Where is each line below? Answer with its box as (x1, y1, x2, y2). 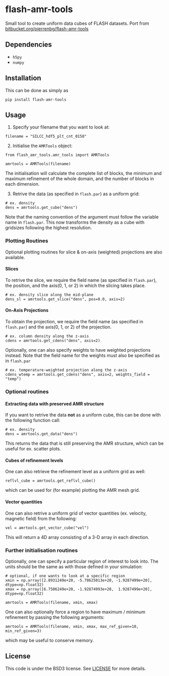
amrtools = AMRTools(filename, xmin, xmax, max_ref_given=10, (5, 624, 139, 629)
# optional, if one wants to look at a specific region (5, 573, 125, 578)
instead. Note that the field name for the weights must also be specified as (5, 353, 160, 359)
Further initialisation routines (5, 546, 78, 554)
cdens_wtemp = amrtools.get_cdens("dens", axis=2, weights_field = (5, 372, 150, 377)
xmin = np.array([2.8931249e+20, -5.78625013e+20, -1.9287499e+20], (5, 578, 152, 583)
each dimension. (5, 181, 40, 187)
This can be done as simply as (5, 87, 69, 93)
